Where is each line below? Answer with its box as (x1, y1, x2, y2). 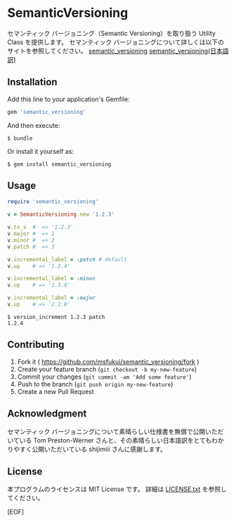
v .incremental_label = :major (7, 294, 96, 301)
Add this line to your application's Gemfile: (7, 95, 130, 103)
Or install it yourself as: (7, 147, 74, 155)
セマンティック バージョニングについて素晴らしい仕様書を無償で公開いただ (7, 427, 224, 436)
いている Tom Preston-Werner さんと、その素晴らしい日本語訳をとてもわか (7, 436, 225, 444)
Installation (7, 76, 58, 89)
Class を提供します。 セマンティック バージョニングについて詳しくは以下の (7, 37, 225, 46)
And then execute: (7, 121, 60, 129)
